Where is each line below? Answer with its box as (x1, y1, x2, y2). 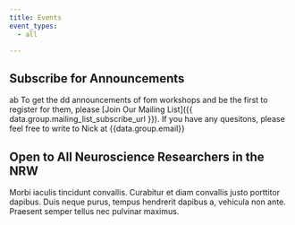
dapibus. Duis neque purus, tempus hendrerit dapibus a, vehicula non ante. (9, 196, 286, 207)
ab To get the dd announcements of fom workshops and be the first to (9, 95, 268, 106)
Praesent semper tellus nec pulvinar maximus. (9, 206, 180, 216)
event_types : (9, 22, 58, 30)
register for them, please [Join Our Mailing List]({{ (9, 104, 193, 115)
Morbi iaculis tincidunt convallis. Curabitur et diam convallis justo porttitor (9, 187, 280, 197)
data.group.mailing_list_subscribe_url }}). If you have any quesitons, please (9, 114, 286, 125)
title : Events (9, 13, 63, 22)
